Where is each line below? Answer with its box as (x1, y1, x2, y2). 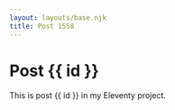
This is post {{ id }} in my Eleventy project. (9, 90, 167, 101)
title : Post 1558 (9, 22, 75, 31)
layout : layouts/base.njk (9, 13, 106, 23)
